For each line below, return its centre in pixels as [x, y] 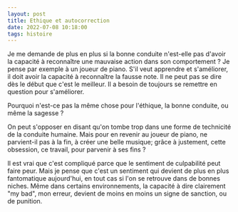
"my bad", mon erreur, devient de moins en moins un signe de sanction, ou [117, 194]
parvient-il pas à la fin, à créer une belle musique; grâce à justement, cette [117, 142]
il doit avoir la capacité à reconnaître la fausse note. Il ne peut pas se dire [115, 77]
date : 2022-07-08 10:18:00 [47, 27]
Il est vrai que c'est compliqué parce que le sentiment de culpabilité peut [114, 164]
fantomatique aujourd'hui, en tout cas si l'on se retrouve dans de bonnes [114, 179]
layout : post [27, 14]
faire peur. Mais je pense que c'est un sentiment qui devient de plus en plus [118, 171]
